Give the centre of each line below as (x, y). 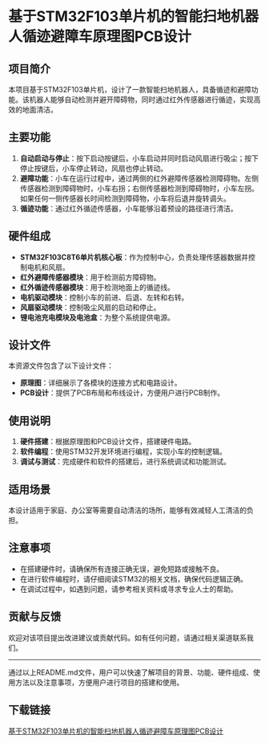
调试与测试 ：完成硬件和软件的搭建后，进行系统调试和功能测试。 (125, 462)
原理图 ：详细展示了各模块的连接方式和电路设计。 (100, 383)
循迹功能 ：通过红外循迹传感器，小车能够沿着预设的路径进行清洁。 (128, 208)
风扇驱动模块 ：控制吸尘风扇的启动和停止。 (90, 307)
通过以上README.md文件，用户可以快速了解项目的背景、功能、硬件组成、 (131, 672)
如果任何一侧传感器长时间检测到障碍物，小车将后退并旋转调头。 (125, 198)
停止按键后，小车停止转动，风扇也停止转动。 (94, 168)
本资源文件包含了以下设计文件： (61, 365)
